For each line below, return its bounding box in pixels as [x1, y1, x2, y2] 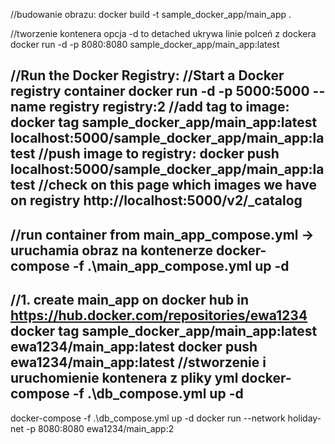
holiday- [287, 412, 322, 424]
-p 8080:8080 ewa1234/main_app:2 [25, 422, 175, 434]
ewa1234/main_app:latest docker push [10, 339, 258, 356]
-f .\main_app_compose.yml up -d [72, 257, 290, 274]
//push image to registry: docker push [38, 145, 280, 163]
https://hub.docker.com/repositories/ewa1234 [10, 307, 308, 324]
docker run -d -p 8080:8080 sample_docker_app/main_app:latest [10, 39, 280, 50]
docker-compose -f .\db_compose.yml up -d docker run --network [10, 412, 286, 424]
